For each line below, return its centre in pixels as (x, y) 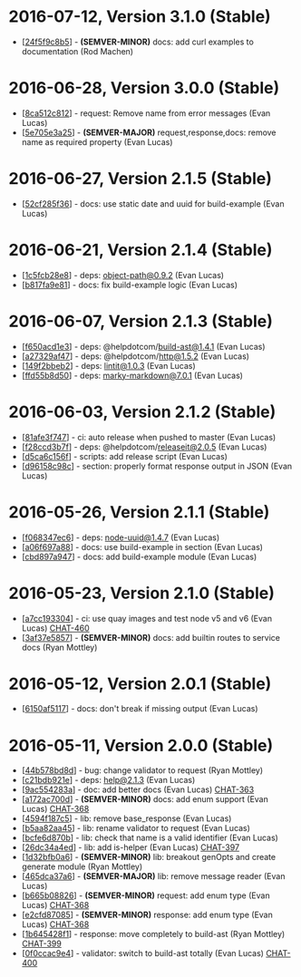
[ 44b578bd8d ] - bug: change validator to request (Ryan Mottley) (142, 770)
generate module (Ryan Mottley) (82, 866)
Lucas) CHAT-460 (55, 628)
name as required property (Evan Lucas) (97, 141)
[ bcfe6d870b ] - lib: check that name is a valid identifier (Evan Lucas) (150, 838)
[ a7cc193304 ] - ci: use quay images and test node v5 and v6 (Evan (147, 618)
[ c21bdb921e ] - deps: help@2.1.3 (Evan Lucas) (108, 780)
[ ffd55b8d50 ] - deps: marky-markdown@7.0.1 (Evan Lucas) (132, 375)
